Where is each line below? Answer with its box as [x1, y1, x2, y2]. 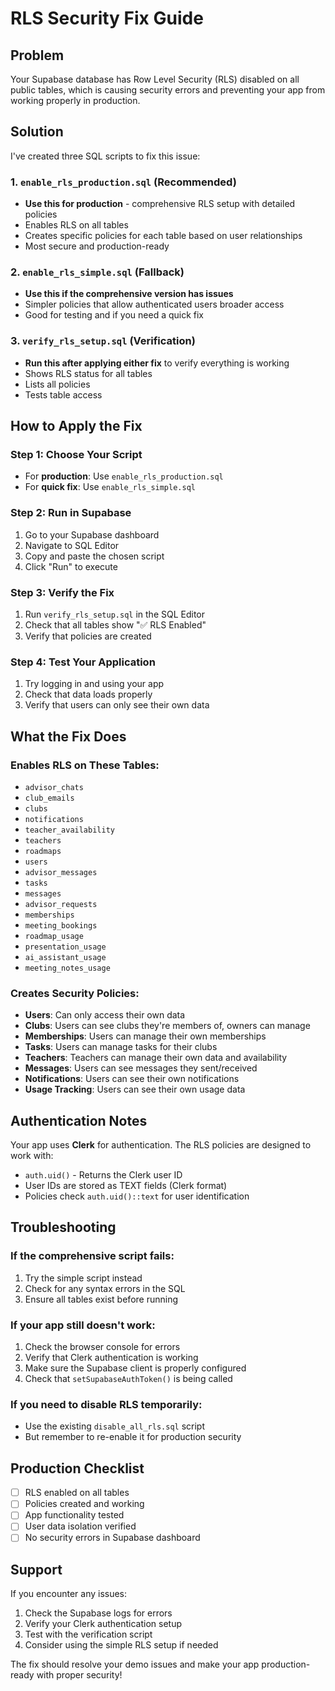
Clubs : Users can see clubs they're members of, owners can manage [24, 1020, 311, 1032]
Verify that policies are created [24, 630, 152, 642]
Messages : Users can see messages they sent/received [24, 1062, 258, 1074]
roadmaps [24, 846, 62, 856]
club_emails [24, 793, 75, 803]
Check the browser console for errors [24, 1341, 181, 1353]
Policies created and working [24, 1498, 145, 1510]
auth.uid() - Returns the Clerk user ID [24, 1169, 183, 1181]
